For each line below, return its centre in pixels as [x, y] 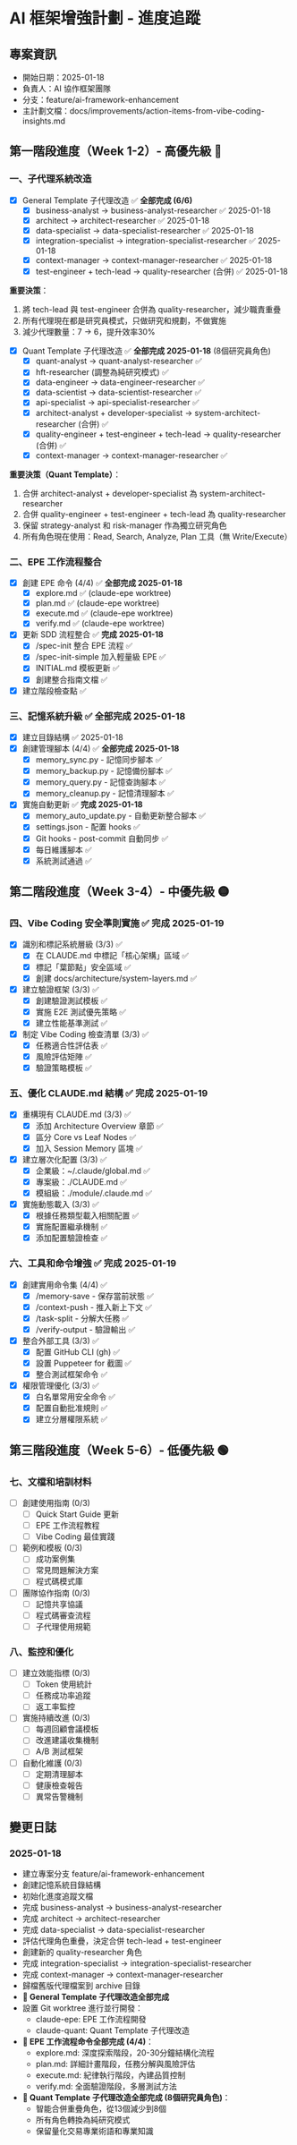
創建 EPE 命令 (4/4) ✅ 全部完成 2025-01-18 [102, 583]
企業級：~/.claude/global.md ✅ [93, 1170]
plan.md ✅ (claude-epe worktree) [98, 603]
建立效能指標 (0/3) [56, 1673]
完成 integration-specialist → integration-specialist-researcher [137, 1963]
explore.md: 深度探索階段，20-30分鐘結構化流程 [125, 2053]
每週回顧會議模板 [67, 1729]
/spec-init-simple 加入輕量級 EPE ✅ [101, 657]
